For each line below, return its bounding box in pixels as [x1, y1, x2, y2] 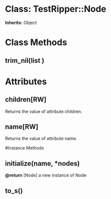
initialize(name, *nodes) [5, 159, 80, 168]
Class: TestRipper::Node [5, 3, 106, 15]
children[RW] [5, 96, 47, 104]
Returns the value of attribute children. [5, 108, 83, 114]
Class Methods [5, 37, 67, 48]
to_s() [5, 186, 23, 195]
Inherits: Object [5, 20, 37, 25]
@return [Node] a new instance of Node [5, 173, 87, 178]
